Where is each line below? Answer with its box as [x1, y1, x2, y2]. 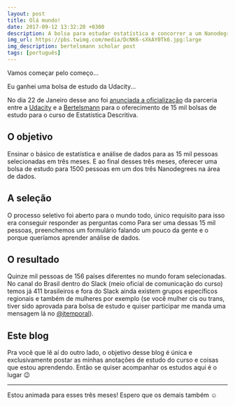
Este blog [7, 330, 49, 341]
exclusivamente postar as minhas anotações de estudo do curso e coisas [7, 356, 219, 365]
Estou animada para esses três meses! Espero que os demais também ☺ [7, 391, 218, 400]
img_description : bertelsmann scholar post [7, 43, 136, 50]
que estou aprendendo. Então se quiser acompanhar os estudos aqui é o [7, 363, 218, 372]
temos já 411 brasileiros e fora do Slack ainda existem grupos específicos [7, 287, 218, 295]
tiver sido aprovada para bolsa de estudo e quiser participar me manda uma [7, 302, 226, 311]
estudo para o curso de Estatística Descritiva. [7, 110, 138, 119]
